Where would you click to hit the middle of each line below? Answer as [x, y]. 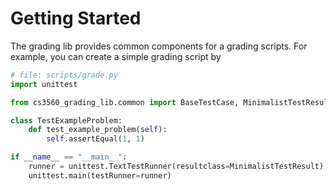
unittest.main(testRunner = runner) [100, 175]
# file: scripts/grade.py [64, 75]
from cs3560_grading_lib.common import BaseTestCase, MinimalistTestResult [171, 102]
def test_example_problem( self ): [98, 130]
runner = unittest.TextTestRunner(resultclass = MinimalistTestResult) [176, 167]
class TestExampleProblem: [66, 120]
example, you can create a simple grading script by [116, 56]
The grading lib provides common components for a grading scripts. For [159, 46]
